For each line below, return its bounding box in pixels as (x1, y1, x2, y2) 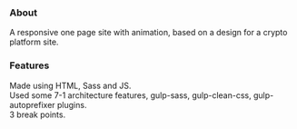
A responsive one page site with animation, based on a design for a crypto (9, 27, 288, 38)
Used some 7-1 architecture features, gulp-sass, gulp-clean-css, (9, 89, 252, 101)
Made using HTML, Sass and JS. (9, 80, 132, 91)
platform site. (9, 36, 59, 47)
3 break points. (9, 109, 66, 120)
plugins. (57, 99, 87, 110)
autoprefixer (9, 99, 56, 110)
